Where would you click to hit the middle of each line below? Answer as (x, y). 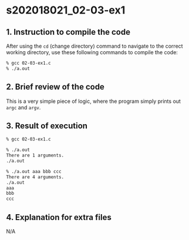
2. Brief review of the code (55, 87)
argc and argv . (23, 107)
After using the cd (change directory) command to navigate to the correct (95, 46)
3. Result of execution (47, 126)
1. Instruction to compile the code (68, 32)
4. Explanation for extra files (59, 217)
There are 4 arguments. (35, 177)
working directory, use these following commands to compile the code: (92, 52)
